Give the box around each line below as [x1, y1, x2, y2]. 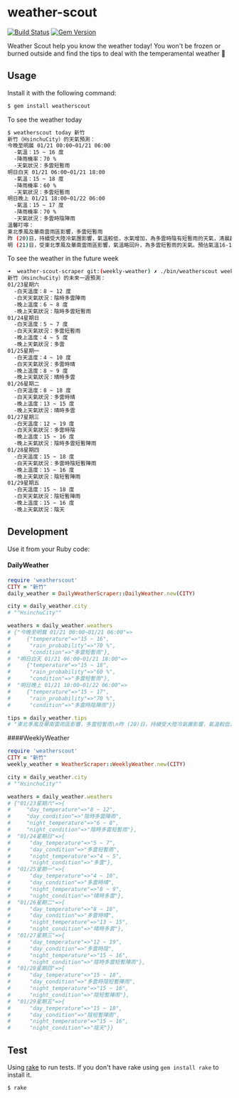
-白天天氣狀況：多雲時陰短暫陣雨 [14, 459, 97, 467]
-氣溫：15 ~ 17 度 [14, 202, 64, 209]
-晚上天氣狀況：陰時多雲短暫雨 [14, 307, 91, 315]
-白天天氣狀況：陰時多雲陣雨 [14, 294, 87, 302]
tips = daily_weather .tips [7, 714, 87, 722]
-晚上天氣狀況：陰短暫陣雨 [14, 473, 81, 480]
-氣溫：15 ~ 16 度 [14, 149, 64, 156]
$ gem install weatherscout [7, 102, 91, 110]
